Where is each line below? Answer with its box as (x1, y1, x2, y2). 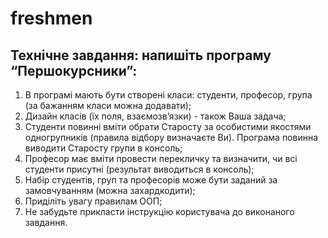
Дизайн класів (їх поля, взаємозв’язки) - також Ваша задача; (24, 110, 287, 122)
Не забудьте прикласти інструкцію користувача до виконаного (24, 206, 295, 217)
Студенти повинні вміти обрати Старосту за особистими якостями (24, 121, 312, 132)
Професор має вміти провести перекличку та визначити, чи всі (24, 153, 298, 164)
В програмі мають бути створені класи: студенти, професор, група (24, 89, 313, 101)
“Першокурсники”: (10, 62, 138, 79)
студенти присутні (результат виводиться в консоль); (24, 163, 255, 175)
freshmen (10, 7, 93, 30)
